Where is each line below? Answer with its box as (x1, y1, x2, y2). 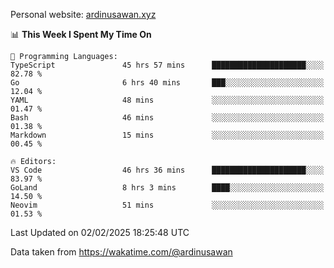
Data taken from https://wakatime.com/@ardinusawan (10, 246, 233, 258)
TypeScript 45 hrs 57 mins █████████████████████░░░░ (10, 60, 325, 70)
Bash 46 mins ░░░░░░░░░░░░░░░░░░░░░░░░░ (10, 113, 325, 123)
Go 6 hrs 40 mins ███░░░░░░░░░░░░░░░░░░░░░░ (10, 78, 325, 88)
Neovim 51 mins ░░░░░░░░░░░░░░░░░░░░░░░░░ (10, 200, 325, 210)
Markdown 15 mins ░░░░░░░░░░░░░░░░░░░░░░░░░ (10, 130, 325, 140)
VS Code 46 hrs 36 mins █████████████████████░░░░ (10, 165, 325, 175)
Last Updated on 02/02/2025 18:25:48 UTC (10, 227, 190, 238)
